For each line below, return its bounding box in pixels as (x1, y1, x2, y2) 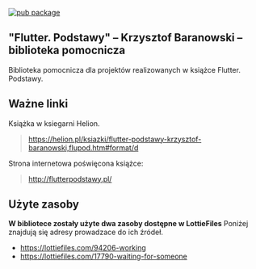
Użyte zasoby (8, 198, 79, 212)
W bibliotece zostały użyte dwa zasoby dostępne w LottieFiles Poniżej (8, 219, 249, 229)
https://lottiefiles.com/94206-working (19, 243, 147, 253)
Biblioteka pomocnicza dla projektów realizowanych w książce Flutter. (8, 65, 241, 74)
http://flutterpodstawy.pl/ (27, 174, 112, 183)
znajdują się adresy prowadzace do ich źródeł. (8, 227, 164, 237)
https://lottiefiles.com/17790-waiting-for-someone (19, 251, 188, 262)
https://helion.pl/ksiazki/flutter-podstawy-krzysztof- (27, 134, 202, 144)
